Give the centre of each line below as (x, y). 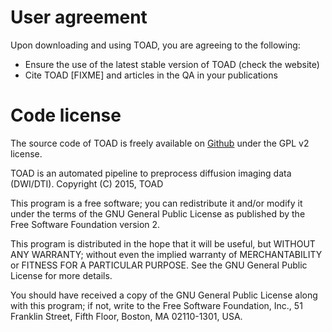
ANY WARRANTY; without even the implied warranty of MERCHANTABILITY (166, 254)
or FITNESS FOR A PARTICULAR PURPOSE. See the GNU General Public (159, 265)
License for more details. (61, 275)
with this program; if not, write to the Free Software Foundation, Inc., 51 (156, 305)
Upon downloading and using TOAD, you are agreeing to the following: (155, 45)
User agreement (79, 17)
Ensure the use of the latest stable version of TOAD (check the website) (172, 64)
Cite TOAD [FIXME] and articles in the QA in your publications (151, 75)
